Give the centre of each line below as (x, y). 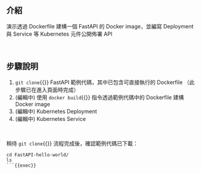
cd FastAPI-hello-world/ (38, 155)
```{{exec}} (21, 165)
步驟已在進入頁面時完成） (47, 89)
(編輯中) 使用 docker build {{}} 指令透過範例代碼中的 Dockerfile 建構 (100, 97)
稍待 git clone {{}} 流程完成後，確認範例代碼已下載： (72, 143)
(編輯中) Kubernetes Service (50, 118)
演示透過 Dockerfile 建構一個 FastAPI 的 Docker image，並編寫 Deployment (100, 26)
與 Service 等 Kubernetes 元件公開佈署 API (59, 34)
